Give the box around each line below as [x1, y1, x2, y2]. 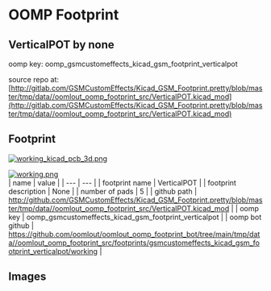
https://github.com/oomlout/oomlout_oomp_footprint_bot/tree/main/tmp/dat [8, 229, 261, 239]
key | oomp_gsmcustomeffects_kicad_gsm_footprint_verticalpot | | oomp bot [8, 212, 262, 222]
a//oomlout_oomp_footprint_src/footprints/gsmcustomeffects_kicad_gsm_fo [8, 238, 261, 247]
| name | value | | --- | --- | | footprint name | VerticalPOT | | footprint [8, 177, 236, 187]
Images [8, 270, 47, 284]
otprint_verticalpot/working [8, 246, 98, 256]
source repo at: [8, 75, 59, 84]
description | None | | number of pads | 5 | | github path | [8, 186, 198, 196]
